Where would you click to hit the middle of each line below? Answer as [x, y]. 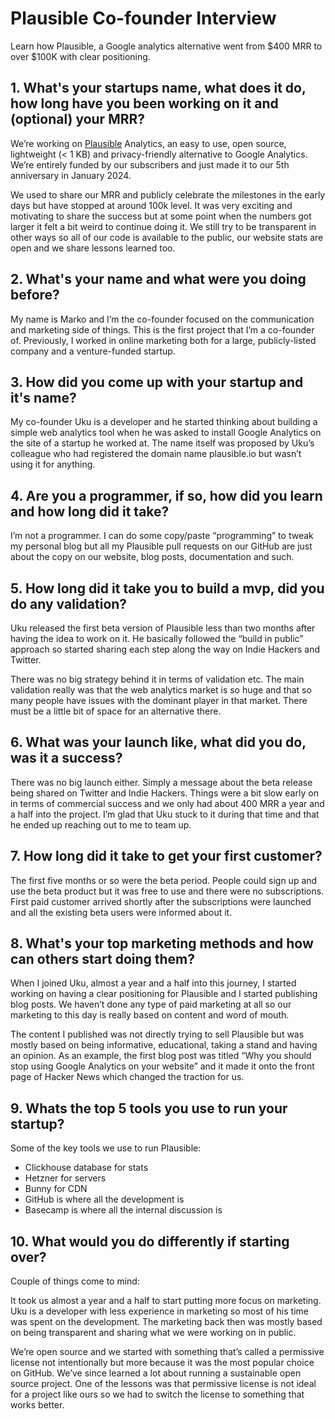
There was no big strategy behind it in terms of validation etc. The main [157, 679]
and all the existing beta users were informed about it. [121, 912]
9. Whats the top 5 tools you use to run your [149, 1108]
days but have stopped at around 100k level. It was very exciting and [151, 205]
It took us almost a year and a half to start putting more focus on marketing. [166, 1301]
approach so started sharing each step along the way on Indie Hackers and [165, 649]
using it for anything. [53, 464]
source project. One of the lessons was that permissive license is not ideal [163, 1384]
